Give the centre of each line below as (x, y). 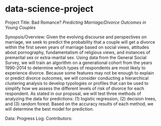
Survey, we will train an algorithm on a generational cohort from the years (79, 63)
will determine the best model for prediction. (49, 109)
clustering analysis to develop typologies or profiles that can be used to (77, 83)
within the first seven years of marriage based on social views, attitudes (77, 47)
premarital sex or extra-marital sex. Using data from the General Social (76, 57)
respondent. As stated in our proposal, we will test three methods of (73, 94)
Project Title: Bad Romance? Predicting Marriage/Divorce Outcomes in (76, 22)
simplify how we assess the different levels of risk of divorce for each (75, 88)
